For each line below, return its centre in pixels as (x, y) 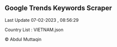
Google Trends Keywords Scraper (58, 8)
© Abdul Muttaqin (23, 39)
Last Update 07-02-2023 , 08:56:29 (42, 20)
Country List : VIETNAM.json (34, 30)
